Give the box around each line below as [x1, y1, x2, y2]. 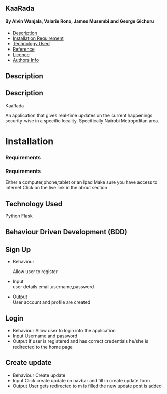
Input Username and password [12, 333, 78, 339]
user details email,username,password [12, 284, 94, 290]
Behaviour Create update [12, 372, 66, 378]
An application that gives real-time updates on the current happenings [5, 112, 153, 118]
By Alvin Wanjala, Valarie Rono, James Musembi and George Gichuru [5, 18, 154, 24]
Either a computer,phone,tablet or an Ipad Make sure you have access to [5, 179, 158, 185]
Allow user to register [12, 268, 58, 275]
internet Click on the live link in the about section [5, 185, 108, 191]
